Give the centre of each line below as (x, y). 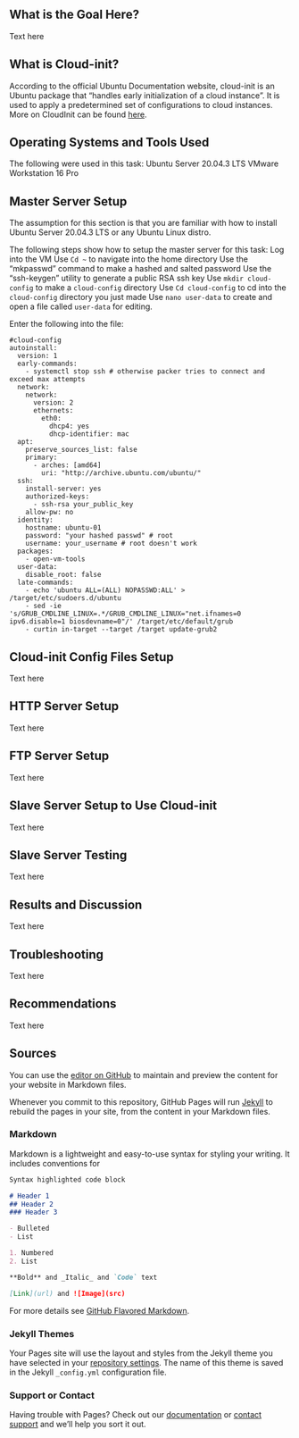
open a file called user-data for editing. (81, 306)
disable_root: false (63, 575)
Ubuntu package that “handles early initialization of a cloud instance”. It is (145, 95)
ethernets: (53, 411)
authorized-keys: (58, 497)
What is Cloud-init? (64, 65)
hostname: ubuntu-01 (63, 528)
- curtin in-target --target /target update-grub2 (121, 630)
